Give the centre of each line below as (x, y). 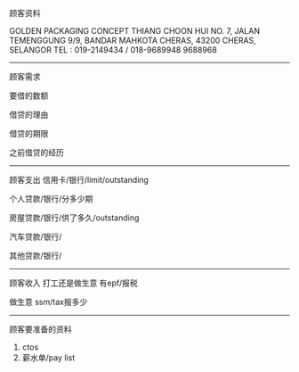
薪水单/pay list (48, 358)
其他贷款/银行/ (36, 256)
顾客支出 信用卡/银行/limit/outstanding (79, 180)
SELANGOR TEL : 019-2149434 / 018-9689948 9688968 (113, 50)
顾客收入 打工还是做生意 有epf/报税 (73, 283)
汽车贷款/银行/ (36, 236)
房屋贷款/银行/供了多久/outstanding (74, 218)
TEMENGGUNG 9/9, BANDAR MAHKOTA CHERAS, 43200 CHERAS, (133, 40)
